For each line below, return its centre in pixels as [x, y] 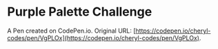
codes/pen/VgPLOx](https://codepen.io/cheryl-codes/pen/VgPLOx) [103, 37]
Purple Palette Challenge [80, 12]
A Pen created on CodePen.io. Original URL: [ [71, 31]
